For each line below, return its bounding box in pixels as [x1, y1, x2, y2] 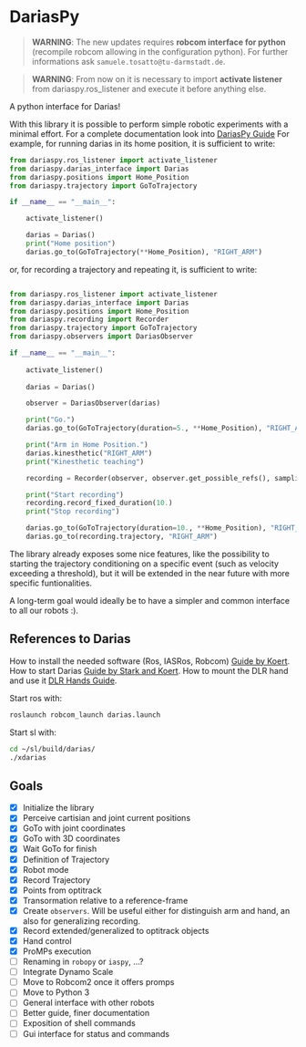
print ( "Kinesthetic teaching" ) [25, 457, 145, 466]
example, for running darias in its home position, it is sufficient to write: [9, 138, 276, 149]
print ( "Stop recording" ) [25, 507, 120, 516]
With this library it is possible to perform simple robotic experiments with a [9, 119, 289, 130]
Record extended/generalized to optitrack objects [22, 925, 209, 936]
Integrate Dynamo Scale [22, 967, 114, 978]
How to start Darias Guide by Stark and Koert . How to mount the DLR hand [9, 665, 289, 676]
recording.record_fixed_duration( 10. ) [25, 499, 173, 508]
